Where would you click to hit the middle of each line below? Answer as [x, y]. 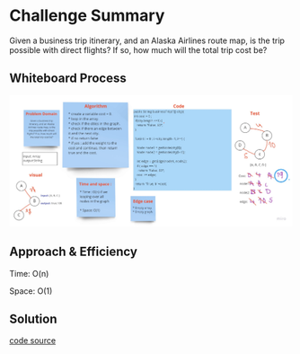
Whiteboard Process [68, 79]
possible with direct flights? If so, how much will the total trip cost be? [138, 49]
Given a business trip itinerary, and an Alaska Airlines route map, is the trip [147, 40]
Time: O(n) [29, 273]
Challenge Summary [87, 16]
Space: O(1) [31, 291]
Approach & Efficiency [73, 252]
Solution [33, 319]
